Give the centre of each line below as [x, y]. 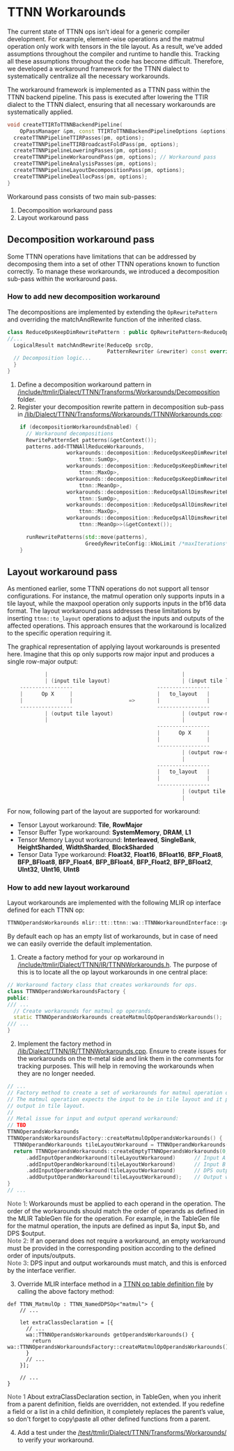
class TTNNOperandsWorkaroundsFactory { [67, 991]
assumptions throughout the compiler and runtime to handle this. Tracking [114, 54]
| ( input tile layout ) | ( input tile [133, 681]
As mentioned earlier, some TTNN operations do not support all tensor [108, 589]
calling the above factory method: [66, 1291]
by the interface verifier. [42, 1270]
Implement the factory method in [64, 1044]
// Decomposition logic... [53, 358]
